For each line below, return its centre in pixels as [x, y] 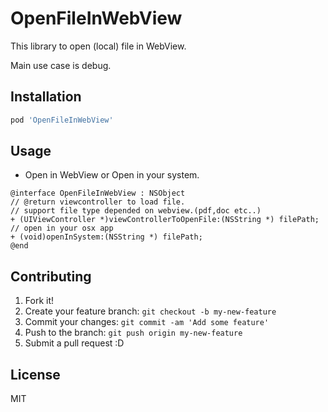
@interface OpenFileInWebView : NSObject [98, 193]
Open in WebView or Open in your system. [112, 175]
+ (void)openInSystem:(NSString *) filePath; [106, 237]
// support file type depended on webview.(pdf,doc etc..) [136, 211]
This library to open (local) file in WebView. [98, 46]
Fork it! [39, 301]
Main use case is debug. [61, 65]
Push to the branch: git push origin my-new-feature [133, 333]
